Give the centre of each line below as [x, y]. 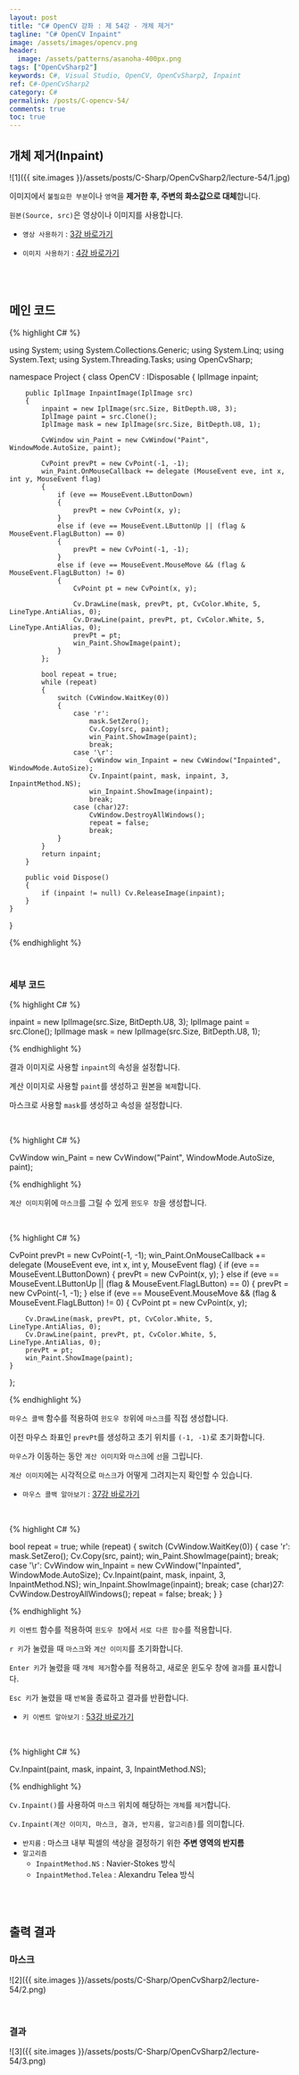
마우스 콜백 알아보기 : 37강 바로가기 [81, 1494]
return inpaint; [71, 854]
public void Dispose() [67, 877]
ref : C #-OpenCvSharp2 [50, 84]
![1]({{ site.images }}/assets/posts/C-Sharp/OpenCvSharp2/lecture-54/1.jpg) [150, 177]
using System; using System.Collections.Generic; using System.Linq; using [146, 350]
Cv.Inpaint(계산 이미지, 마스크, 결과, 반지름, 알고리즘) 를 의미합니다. [127, 1824]
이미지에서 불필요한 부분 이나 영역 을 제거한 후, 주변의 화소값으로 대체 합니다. [135, 196]
